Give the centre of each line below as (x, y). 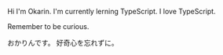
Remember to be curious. (48, 26)
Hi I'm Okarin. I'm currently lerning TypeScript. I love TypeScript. (112, 11)
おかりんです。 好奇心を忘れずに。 (63, 43)
